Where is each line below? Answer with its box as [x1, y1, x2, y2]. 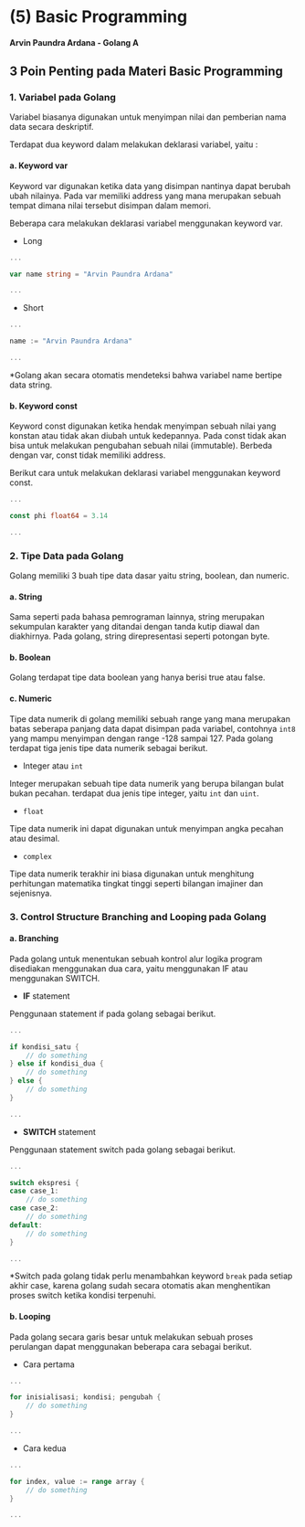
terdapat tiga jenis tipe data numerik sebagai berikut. [9, 742, 208, 753]
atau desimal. [9, 832, 60, 843]
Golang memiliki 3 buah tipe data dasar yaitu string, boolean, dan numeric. [9, 570, 289, 581]
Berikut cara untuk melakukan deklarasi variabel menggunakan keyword [9, 468, 281, 479]
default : [9, 1220, 43, 1230]
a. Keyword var [9, 160, 68, 171]
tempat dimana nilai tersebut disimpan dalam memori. [9, 199, 212, 211]
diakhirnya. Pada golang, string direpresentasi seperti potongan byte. [9, 631, 270, 642]
